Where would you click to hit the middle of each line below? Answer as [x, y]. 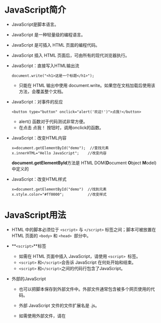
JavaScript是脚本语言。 [35, 24]
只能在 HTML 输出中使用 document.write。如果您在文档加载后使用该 [87, 85]
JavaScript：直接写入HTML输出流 [45, 66]
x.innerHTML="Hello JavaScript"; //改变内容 [59, 153]
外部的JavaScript [29, 279]
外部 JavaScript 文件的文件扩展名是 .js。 [59, 305]
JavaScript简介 [35, 10]
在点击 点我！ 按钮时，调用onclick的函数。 [61, 127]
